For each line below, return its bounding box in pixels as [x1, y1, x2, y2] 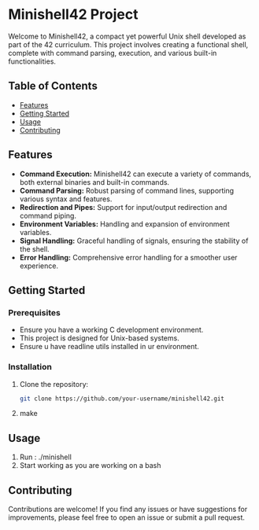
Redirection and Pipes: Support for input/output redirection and [19, 202, 228, 212]
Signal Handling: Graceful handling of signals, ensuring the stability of [19, 236, 249, 245]
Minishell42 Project [8, 6, 139, 24]
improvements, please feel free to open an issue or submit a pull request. [8, 513, 246, 522]
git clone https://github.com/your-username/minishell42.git [19, 395, 225, 403]
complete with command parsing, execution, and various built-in [8, 48, 217, 57]
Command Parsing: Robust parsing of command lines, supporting [19, 186, 235, 195]
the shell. [19, 244, 50, 253]
